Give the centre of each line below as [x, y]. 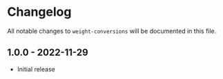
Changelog [39, 12]
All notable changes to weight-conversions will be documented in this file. [112, 31]
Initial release [36, 69]
